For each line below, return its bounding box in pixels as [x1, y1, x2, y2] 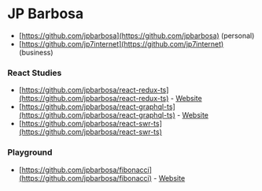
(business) [18, 47, 54, 57]
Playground [7, 147, 53, 158]
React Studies [7, 67, 62, 78]
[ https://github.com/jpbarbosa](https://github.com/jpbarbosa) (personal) [18, 31, 255, 40]
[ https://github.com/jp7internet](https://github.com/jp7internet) [18, 39, 224, 48]
